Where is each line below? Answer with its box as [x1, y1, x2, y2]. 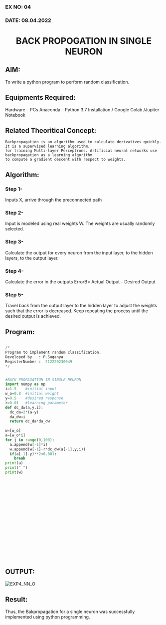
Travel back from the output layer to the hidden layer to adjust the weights [5, 303, 157, 309]
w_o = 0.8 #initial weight [5, 391, 59, 396]
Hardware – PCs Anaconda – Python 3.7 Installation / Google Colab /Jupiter [5, 106, 160, 113]
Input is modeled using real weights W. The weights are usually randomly [5, 220, 155, 226]
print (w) [5, 470, 23, 475]
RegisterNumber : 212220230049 [5, 359, 72, 364]
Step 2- [5, 209, 24, 216]
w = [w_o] [5, 428, 21, 433]
